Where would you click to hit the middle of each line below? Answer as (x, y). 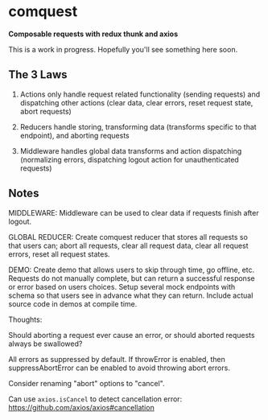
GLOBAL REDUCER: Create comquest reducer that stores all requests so (128, 237)
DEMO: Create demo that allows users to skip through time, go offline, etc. (132, 270)
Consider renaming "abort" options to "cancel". (87, 383)
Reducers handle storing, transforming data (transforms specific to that (138, 126)
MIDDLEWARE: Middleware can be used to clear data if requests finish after (134, 212)
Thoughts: (25, 319)
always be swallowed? (45, 344)
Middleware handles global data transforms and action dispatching (131, 150)
